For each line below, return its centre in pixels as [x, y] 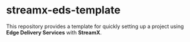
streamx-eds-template [63, 10]
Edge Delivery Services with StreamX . [54, 32]
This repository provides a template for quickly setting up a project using [95, 26]
